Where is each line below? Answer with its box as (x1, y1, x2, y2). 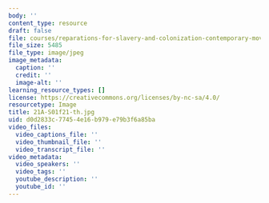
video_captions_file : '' (15, 130, 98, 138)
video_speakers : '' (15, 161, 81, 169)
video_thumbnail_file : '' (15, 137, 102, 146)
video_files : (8, 123, 52, 131)
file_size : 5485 (8, 42, 62, 50)
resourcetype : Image (8, 101, 78, 109)
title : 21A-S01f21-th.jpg (8, 109, 94, 117)
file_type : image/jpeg (8, 49, 84, 57)
